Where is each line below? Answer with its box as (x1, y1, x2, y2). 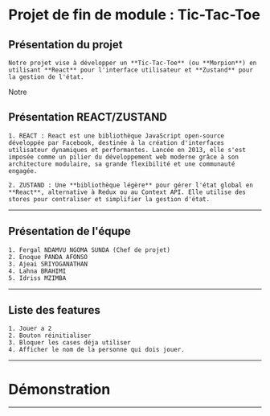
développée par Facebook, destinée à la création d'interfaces (8, 138, 225, 146)
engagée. (8, 167, 38, 175)
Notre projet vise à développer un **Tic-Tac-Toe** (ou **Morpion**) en (8, 59, 257, 67)
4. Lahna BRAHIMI (8, 267, 67, 275)
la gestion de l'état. (8, 73, 84, 81)
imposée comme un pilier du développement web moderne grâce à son (8, 153, 239, 161)
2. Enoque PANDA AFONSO (8, 253, 88, 261)
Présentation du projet (8, 38, 123, 51)
